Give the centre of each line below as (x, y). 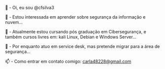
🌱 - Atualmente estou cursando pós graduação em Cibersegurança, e (76, 32)
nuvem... (14, 22)
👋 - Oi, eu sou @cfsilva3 (30, 8)
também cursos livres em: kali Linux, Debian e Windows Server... (71, 37)
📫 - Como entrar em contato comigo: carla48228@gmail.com (68, 61)
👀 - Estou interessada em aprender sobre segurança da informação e (75, 17)
